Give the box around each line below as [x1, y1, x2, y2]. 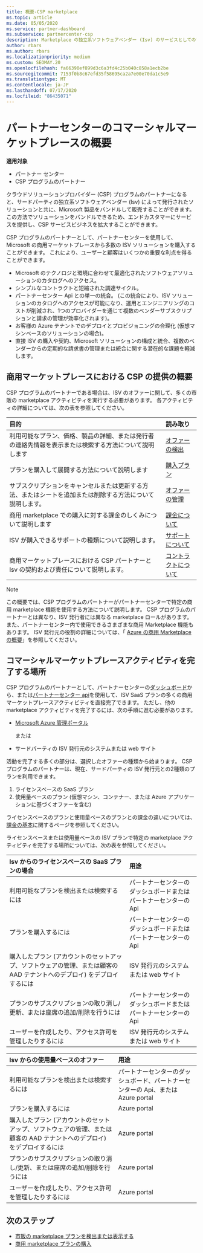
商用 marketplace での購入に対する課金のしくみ [9, 511, 145, 519]
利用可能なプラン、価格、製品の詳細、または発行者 [9, 432, 155, 440]
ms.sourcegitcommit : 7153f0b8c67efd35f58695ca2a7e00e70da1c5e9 [6, 71, 169, 77]
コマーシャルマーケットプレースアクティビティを [6, 655, 187, 665]
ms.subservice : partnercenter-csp [6, 31, 94, 37]
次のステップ [6, 1216, 54, 1226]
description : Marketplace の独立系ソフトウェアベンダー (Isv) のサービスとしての [6, 37, 196, 43]
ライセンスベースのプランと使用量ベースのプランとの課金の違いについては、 [6, 814, 196, 821]
